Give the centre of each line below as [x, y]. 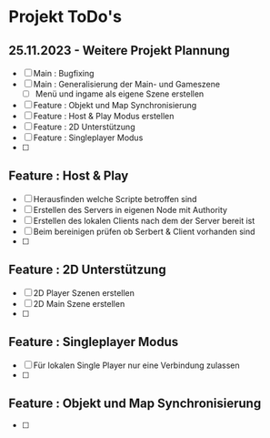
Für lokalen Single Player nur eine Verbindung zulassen [136, 365]
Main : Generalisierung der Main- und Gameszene [126, 84]
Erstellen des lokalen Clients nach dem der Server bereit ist [144, 220]
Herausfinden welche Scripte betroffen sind [115, 199]
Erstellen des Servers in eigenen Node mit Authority [130, 209]
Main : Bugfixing [64, 73]
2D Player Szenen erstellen [84, 292]
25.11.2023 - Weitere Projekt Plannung [120, 51]
